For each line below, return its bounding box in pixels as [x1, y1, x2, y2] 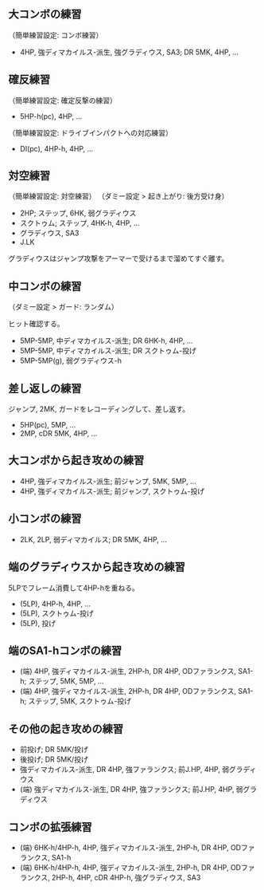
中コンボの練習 [8, 279, 82, 293]
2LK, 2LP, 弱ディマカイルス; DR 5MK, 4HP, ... [19, 534, 167, 544]
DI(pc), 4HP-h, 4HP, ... [19, 144, 94, 153]
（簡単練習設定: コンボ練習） [8, 30, 103, 40]
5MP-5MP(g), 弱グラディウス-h [19, 356, 122, 365]
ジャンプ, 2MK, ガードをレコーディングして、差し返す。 [8, 404, 189, 414]
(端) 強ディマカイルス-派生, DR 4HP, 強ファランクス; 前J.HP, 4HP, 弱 [19, 785, 244, 794]
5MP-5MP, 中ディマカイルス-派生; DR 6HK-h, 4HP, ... [19, 336, 193, 345]
